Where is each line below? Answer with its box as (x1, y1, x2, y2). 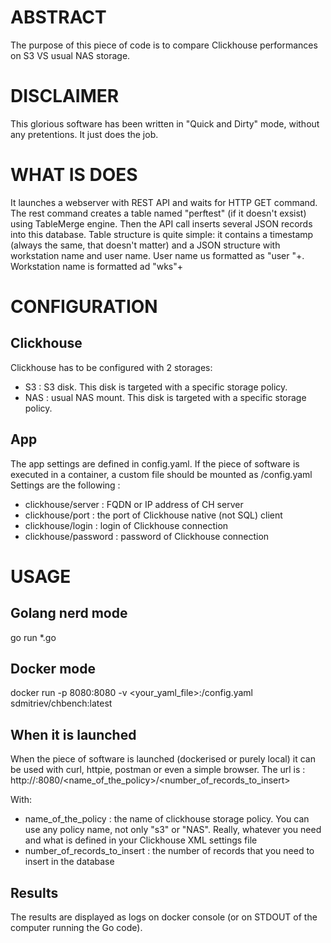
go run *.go (10, 631, 57, 643)
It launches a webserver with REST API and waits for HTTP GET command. (10, 196, 318, 208)
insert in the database (24, 856, 115, 868)
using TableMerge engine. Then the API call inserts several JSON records (10, 217, 313, 230)
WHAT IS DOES (10, 164, 138, 186)
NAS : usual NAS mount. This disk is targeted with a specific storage (24, 391, 307, 403)
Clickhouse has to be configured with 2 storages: (10, 361, 213, 373)
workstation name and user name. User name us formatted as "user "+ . (10, 249, 305, 261)
